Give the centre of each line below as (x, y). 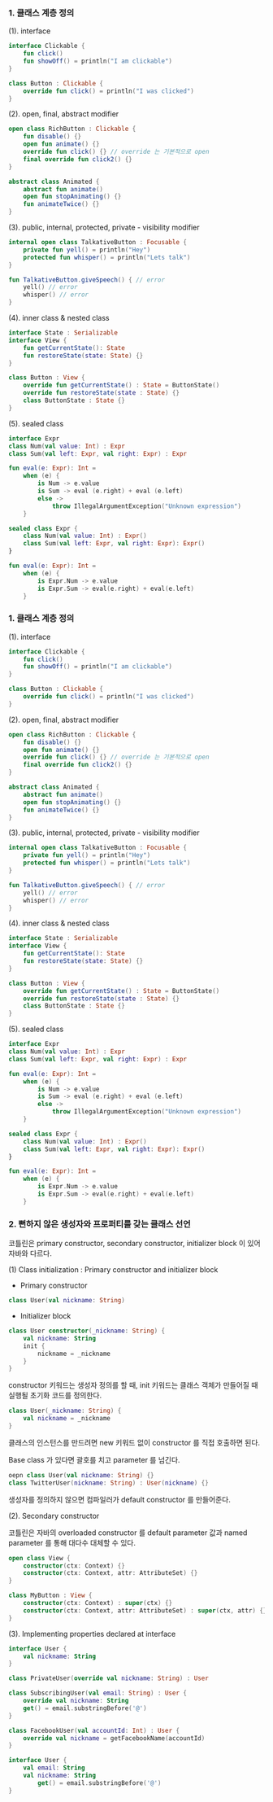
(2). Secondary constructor (54, 1516)
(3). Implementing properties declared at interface (92, 1634)
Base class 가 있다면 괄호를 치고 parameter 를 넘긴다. (94, 1459)
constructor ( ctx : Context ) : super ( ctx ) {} (98, 1603)
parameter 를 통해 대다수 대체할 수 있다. (72, 1542)
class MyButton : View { (50, 1596)
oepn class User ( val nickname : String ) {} (81, 1475)
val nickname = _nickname (67, 1419)
